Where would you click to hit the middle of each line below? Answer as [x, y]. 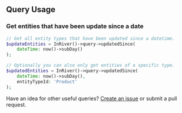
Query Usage [31, 10]
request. [16, 104]
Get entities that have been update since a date [75, 26]
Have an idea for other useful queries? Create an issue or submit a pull [92, 98]
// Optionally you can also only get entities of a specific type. [91, 66]
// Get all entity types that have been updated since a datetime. [91, 38]
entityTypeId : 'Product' [47, 81]
